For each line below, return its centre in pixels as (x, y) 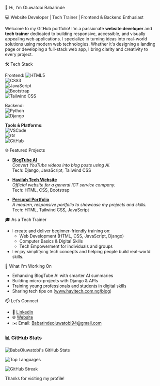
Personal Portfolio (31, 199)
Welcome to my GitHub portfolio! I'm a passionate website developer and (79, 28)
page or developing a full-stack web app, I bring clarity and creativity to (77, 49)
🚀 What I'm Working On (28, 266)
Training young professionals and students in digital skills (69, 286)
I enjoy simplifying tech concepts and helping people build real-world (81, 251)
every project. (19, 54)
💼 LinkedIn (23, 312)
